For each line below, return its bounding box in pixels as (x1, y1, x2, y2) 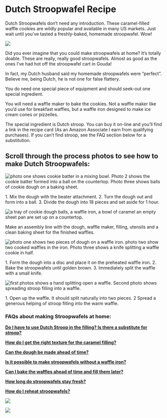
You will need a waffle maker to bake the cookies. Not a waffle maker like (5, 101, 156, 107)
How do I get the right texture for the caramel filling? (5, 339, 117, 345)
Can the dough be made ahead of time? (5, 349, 89, 356)
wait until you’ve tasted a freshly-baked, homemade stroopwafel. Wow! (5, 31, 152, 37)
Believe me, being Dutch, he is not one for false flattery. (5, 76, 120, 82)
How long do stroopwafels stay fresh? (5, 379, 86, 385)
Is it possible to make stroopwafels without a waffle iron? (5, 359, 126, 365)
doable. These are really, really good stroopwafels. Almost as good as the (5, 55, 157, 61)
